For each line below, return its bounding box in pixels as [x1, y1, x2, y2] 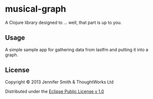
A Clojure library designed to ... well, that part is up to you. [5, 20, 122, 25]
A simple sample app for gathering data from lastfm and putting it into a [5, 46, 149, 52]
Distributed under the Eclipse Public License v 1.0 [5, 88, 104, 94]
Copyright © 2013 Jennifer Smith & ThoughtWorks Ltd [5, 79, 114, 85]
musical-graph [5, 3, 66, 15]
